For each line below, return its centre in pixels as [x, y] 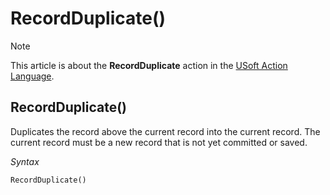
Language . [32, 76]
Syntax [25, 161]
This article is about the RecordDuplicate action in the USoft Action [149, 65]
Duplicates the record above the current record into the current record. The [165, 131]
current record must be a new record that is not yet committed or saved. [159, 142]
